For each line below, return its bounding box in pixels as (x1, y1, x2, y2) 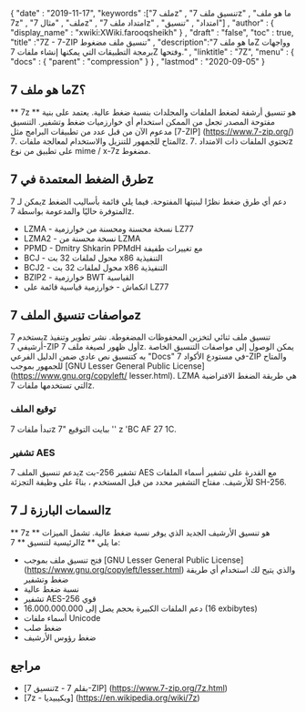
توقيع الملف (10, 402, 56, 415)
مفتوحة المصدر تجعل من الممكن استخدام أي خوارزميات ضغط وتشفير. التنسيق (10, 116, 276, 127)
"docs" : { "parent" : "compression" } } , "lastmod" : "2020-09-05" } (10, 56, 266, 66)
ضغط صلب (23, 622, 62, 633)
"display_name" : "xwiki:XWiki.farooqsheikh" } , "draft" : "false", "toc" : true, (10, 27, 294, 37)
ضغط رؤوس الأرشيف (23, 632, 97, 643)
